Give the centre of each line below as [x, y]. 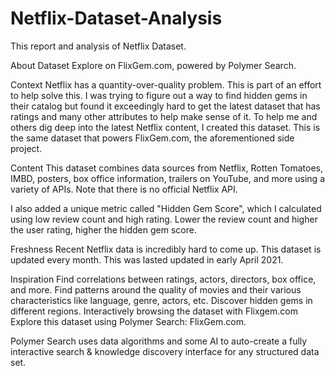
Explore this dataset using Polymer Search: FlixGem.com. [128, 321]
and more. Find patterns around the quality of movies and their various [156, 289]
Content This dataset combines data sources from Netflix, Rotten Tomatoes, [167, 168]
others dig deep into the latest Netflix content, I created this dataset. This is [165, 127]
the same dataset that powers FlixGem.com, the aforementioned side [152, 138]
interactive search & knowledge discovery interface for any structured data [165, 351]
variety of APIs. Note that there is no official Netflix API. [124, 189]
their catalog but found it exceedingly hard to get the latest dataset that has [165, 106]
